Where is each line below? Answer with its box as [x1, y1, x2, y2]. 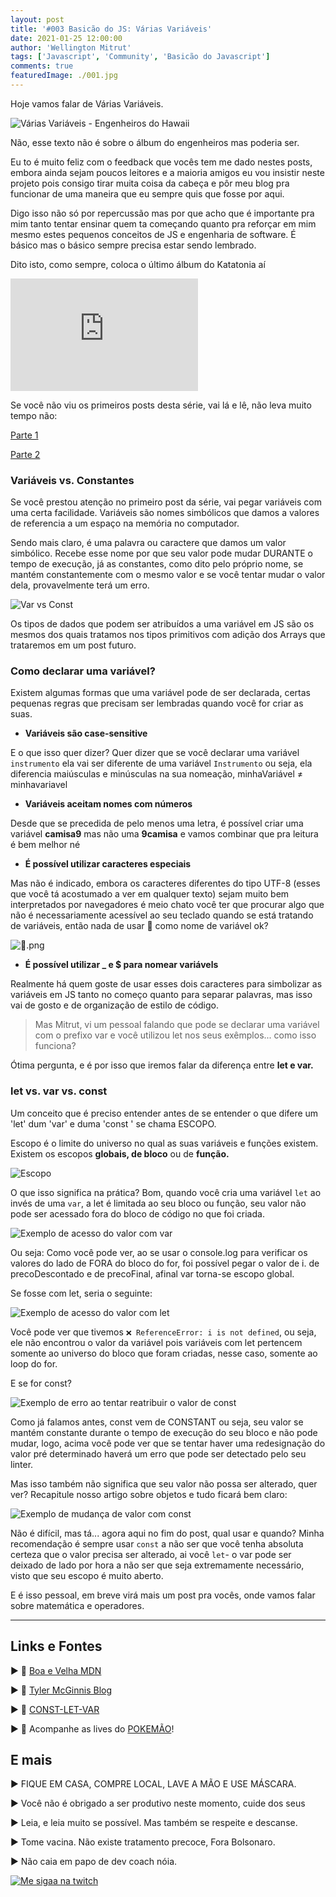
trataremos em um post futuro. [10, 639, 137, 651]
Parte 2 [10, 448, 41, 460]
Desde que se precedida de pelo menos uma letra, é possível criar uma [10, 817, 304, 830]
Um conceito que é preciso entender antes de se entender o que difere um [10, 1107, 319, 1119]
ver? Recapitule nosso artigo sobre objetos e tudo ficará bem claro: [10, 1488, 288, 1500]
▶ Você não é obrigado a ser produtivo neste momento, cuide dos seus [10, 1797, 306, 1810]
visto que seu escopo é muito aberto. [10, 1569, 164, 1581]
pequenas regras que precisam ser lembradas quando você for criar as [10, 697, 304, 710]
